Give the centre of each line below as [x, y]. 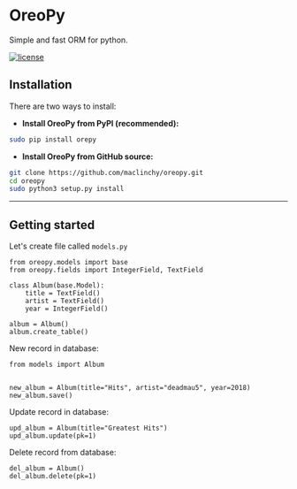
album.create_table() [49, 332]
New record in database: [54, 348]
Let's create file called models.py [69, 246]
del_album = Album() [47, 469]
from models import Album [57, 365]
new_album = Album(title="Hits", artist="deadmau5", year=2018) [130, 388]
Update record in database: [59, 412]
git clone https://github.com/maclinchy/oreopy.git [106, 172]
